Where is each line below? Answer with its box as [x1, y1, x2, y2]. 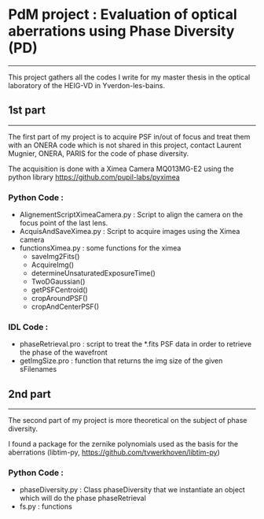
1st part [8, 104, 46, 117]
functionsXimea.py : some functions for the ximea [19, 243, 181, 253]
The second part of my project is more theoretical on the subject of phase [8, 416, 247, 425]
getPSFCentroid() [31, 285, 88, 295]
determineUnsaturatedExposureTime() [31, 269, 156, 278]
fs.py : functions [19, 502, 72, 511]
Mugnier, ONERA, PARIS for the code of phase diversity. [8, 148, 189, 158]
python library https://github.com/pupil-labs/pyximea [8, 172, 181, 182]
